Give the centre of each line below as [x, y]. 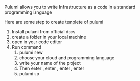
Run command [26, 47]
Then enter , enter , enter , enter [52, 68]
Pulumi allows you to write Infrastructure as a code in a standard [70, 7]
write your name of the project [50, 63]
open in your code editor [37, 42]
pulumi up [29, 73]
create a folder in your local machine [49, 37]
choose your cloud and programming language [67, 58]
